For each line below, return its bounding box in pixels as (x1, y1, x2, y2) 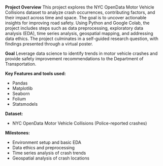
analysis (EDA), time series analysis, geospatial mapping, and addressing (5, 31, 154, 36)
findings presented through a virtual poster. (5, 41, 94, 46)
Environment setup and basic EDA (12, 139, 82, 145)
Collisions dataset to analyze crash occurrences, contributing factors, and (5, 9, 155, 15)
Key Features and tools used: (5, 71, 66, 76)
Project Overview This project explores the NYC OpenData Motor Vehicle (5, 4, 154, 10)
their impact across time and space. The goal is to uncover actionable (5, 15, 147, 20)
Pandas (12, 80, 28, 86)
